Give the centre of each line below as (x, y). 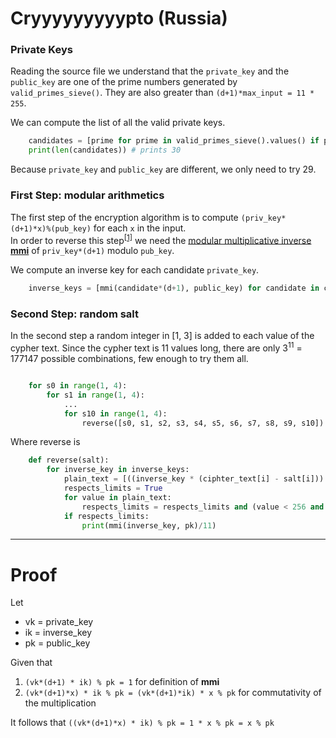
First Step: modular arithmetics (87, 195)
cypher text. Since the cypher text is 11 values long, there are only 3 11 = (156, 347)
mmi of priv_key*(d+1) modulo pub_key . (92, 251)
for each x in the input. (140, 228)
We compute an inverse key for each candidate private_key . (135, 270)
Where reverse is (45, 442)
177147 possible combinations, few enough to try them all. (129, 359)
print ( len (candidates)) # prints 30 (105, 150)
